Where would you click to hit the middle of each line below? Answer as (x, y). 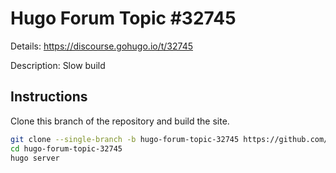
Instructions (49, 97)
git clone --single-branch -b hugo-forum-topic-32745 (125, 139)
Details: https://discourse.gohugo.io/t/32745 (101, 46)
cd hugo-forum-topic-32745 (66, 148)
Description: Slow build (58, 65)
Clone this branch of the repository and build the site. (120, 121)
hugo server (35, 158)
